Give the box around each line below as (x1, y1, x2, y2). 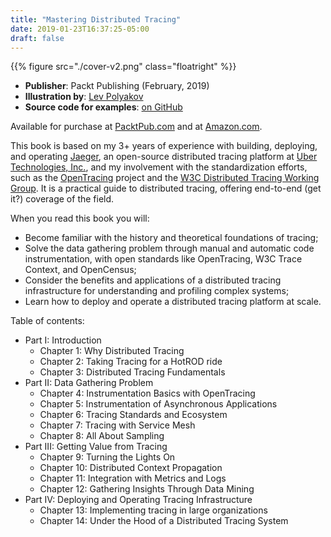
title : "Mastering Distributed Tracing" (10, 14, 182, 25)
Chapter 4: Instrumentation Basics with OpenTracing (39, 387, 256, 400)
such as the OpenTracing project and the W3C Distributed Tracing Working (10, 172, 320, 184)
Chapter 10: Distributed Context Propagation (39, 462, 223, 474)
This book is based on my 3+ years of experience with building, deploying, (10, 140, 318, 152)
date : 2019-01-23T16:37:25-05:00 (10, 24, 150, 34)
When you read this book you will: (10, 212, 150, 225)
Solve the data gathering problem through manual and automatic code (24, 242, 315, 255)
